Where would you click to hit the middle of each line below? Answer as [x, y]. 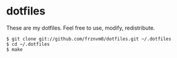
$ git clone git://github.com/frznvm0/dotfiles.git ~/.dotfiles [89, 39]
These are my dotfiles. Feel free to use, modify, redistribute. [81, 28]
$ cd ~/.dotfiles [28, 44]
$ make [14, 50]
